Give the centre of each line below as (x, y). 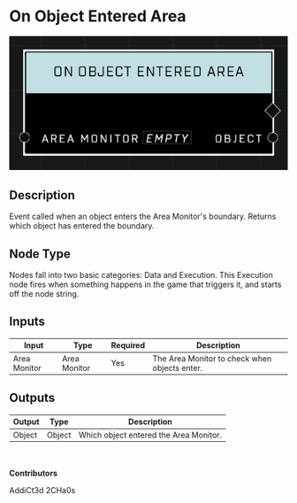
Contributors (34, 473)
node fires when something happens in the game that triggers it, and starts (145, 284)
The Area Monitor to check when (212, 358)
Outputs (32, 398)
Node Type (40, 254)
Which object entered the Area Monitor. (150, 435)
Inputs (27, 322)
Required (128, 345)
